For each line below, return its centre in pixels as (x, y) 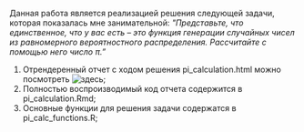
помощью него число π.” (58, 52)
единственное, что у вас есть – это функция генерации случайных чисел (152, 32)
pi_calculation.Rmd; (59, 98)
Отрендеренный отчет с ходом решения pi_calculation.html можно (152, 69)
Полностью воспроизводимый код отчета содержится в (132, 89)
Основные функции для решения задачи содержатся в (129, 108)
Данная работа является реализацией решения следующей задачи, (142, 13)
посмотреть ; (64, 79)
